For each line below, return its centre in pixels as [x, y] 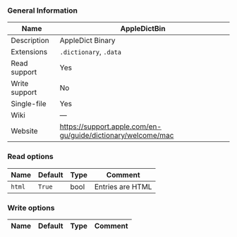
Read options [31, 157]
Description [30, 41]
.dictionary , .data [91, 52]
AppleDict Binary [87, 41]
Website [24, 131]
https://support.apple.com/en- [111, 127]
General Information [43, 11]
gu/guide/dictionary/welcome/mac [117, 136]
